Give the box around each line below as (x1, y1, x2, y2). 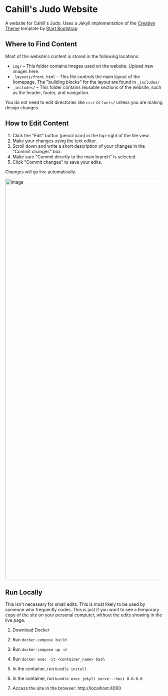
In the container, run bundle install (12, 666, 87, 672)
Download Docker (12, 627, 50, 633)
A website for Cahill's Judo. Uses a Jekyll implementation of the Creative (5, 20, 155, 26)
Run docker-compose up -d (12, 646, 67, 652)
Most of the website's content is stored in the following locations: (5, 53, 139, 59)
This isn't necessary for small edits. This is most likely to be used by (5, 601, 145, 607)
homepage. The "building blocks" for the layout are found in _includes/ (12, 79, 160, 85)
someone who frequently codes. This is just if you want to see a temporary (5, 607, 159, 613)
